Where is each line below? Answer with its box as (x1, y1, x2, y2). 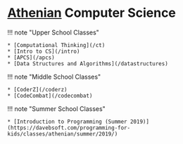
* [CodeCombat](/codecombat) (7, 92, 93, 99)
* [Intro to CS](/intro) (7, 48, 80, 55)
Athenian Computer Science (7, 5, 176, 21)
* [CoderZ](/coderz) (7, 86, 68, 93)
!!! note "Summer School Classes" (7, 104, 106, 113)
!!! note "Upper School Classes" (7, 28, 100, 37)
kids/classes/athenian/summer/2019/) (7, 130, 118, 138)
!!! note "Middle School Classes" (7, 72, 101, 81)
